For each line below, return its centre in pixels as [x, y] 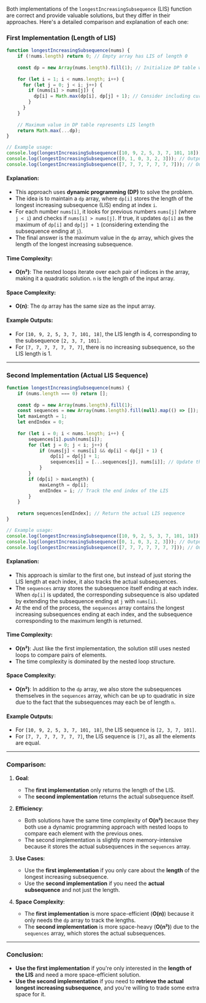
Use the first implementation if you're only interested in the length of [103, 968]
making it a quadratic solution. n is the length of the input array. [95, 278]
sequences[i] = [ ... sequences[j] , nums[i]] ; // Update [121, 462]
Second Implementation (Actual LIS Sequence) [77, 375]
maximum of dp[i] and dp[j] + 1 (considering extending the [92, 224]
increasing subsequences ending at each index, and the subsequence [104, 614]
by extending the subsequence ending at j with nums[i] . [86, 601]
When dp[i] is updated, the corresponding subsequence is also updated [107, 595]
